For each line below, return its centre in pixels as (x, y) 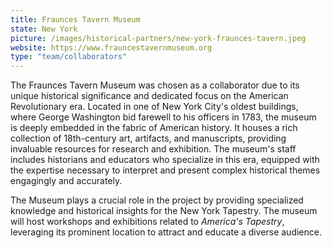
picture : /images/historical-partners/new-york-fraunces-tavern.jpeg (158, 38)
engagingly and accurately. (66, 181)
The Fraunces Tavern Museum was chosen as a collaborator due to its (155, 85)
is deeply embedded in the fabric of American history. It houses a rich (154, 128)
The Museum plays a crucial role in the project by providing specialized (157, 200)
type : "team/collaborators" (69, 57)
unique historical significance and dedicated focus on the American (149, 96)
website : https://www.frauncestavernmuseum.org (111, 47)
